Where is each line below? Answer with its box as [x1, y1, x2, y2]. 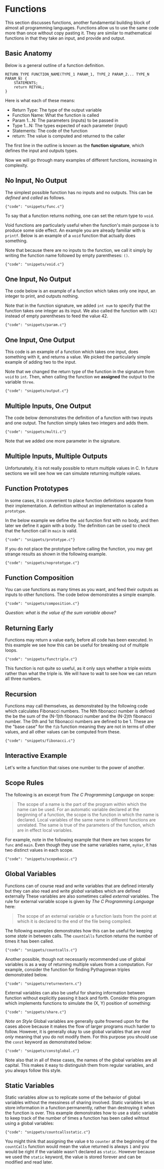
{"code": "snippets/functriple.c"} [5, 657, 78, 662]
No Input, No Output [5, 176, 67, 185]
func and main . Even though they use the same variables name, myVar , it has [5, 842, 157, 848]
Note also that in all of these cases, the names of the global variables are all [5, 1057, 157, 1063]
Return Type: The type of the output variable [12, 107, 102, 113]
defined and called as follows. [5, 195, 65, 200]
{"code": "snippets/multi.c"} [5, 429, 67, 434]
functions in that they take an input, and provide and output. [5, 35, 125, 41]
